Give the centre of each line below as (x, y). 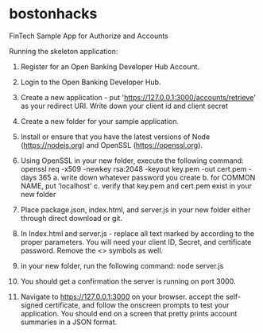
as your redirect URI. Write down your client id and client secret (124, 106)
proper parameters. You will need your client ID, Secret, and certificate (136, 242)
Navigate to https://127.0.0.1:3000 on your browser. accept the (122, 296)
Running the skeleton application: (64, 51)
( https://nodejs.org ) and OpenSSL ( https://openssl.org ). (112, 145)
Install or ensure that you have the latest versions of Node (115, 137)
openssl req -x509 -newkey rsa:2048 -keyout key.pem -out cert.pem (133, 168)
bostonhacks (53, 14)
